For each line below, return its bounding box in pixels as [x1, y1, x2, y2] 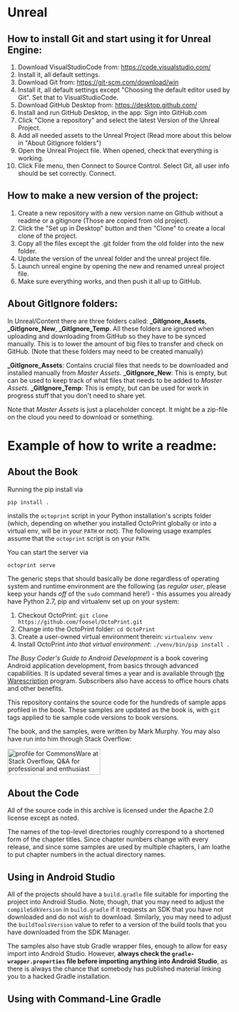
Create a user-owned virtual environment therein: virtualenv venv [17, 632, 213, 641]
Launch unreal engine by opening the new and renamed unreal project [17, 261, 225, 270]
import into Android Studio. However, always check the [7, 949, 171, 958]
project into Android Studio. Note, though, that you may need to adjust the [7, 898, 225, 906]
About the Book [7, 466, 78, 479]
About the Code [7, 787, 79, 800]
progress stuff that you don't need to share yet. [7, 391, 146, 400]
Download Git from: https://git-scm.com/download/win [17, 78, 179, 86]
